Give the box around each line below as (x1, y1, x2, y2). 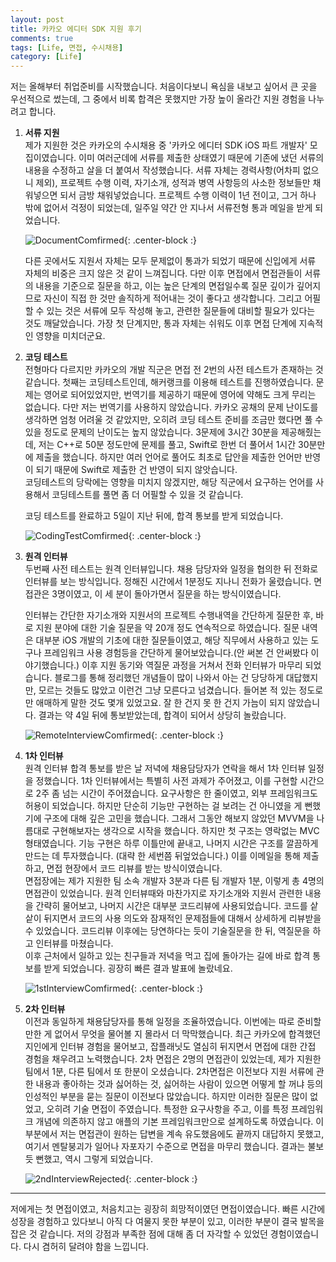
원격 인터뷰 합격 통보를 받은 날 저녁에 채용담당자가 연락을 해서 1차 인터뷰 (24, 762, 307, 775)
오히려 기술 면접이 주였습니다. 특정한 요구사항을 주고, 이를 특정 (46, 1103, 289, 1115)
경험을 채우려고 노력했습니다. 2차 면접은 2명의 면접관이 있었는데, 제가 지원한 (24, 1053, 322, 1065)
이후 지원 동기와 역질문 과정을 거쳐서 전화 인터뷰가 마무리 (81, 659, 303, 671)
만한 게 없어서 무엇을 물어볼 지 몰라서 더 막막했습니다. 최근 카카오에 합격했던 (24, 1028, 322, 1040)
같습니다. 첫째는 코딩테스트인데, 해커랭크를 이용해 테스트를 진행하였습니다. (24, 376, 314, 388)
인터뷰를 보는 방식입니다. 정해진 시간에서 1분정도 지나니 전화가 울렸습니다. (24, 576, 312, 588)
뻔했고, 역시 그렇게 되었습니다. (35, 1153, 153, 1165)
